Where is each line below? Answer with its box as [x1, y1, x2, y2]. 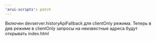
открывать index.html [5, 30, 50, 36]
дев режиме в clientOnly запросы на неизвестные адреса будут [5, 25, 138, 31]
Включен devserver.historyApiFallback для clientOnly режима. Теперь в [5, 20, 152, 26]
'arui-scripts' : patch [5, 7, 51, 12]
